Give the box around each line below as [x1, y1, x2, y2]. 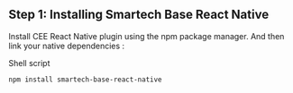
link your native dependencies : [8, 40, 125, 51]
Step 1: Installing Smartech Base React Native [8, 7, 270, 22]
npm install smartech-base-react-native [8, 75, 163, 84]
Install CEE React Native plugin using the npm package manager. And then [8, 30, 285, 41]
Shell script [8, 57, 50, 68]
